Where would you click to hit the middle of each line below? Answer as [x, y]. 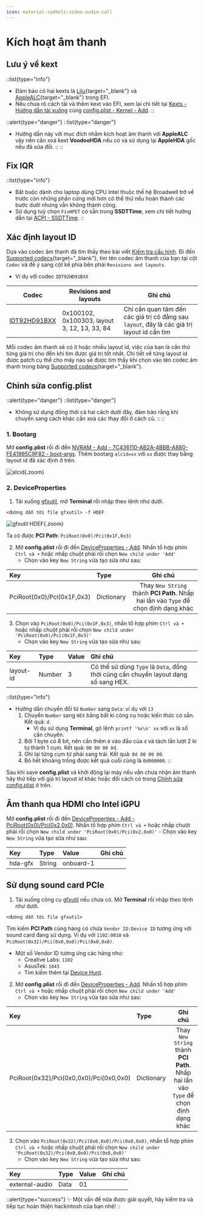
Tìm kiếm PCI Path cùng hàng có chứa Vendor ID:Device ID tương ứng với [99, 928]
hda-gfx [22, 863]
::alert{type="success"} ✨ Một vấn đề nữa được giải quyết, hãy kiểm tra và [100, 1200]
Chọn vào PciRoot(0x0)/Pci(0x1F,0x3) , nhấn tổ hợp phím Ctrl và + [100, 623]
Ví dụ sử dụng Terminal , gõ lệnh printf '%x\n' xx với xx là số [110, 728]
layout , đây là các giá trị [158, 325]
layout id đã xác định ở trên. [41, 460]
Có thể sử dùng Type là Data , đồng [139, 666]
